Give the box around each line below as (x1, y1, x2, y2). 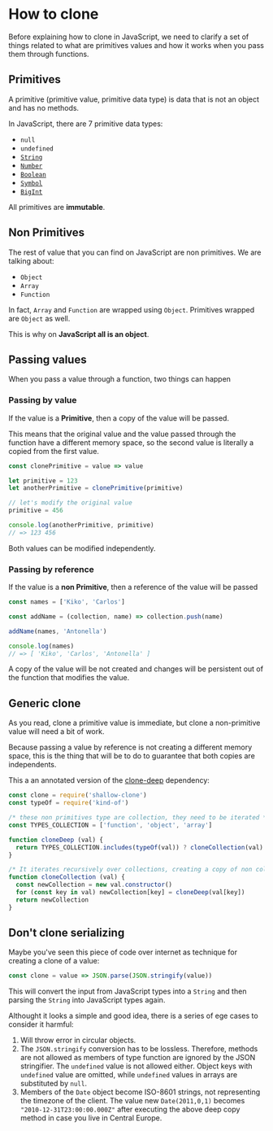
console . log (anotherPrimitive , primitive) (8, 522, 154, 530)
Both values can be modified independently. (8, 543, 156, 553)
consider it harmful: (8, 1020, 75, 1029)
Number (19, 162, 43, 170)
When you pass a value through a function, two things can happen (8, 374, 232, 384)
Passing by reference (8, 563, 95, 574)
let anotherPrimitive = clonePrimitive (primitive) (8, 484, 184, 492)
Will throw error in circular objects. (19, 1035, 136, 1046)
